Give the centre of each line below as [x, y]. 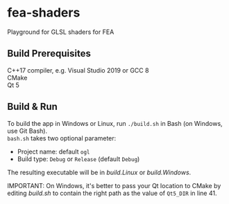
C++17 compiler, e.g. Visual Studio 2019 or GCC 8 [78, 70]
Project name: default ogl [53, 151]
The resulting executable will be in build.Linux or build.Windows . [99, 172]
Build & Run [32, 107]
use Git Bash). [27, 131]
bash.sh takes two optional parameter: [62, 138]
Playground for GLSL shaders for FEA [61, 32]
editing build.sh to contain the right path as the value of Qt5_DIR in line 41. [112, 193]
